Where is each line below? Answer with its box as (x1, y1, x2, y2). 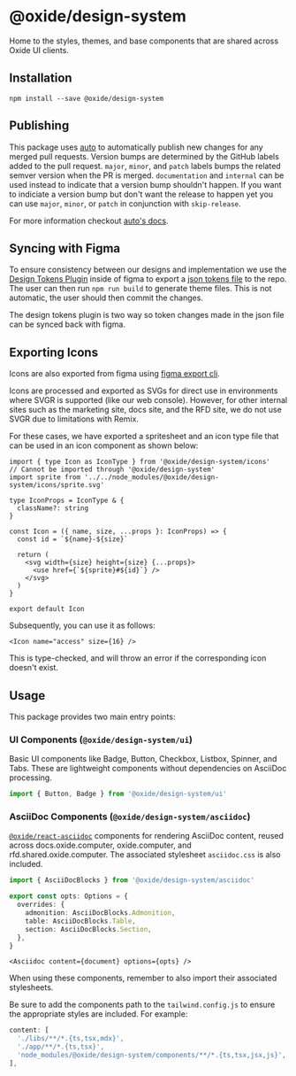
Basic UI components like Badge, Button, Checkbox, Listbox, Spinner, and (9, 754, 277, 764)
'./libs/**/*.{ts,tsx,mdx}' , (17, 1034, 125, 1043)
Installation (9, 71, 72, 86)
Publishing (9, 118, 70, 134)
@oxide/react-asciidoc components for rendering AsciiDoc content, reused (9, 831, 285, 841)
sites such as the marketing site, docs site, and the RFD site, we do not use (9, 405, 283, 415)
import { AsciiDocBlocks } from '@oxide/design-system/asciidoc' (9, 876, 254, 885)
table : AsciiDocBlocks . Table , (25, 917, 137, 925)
